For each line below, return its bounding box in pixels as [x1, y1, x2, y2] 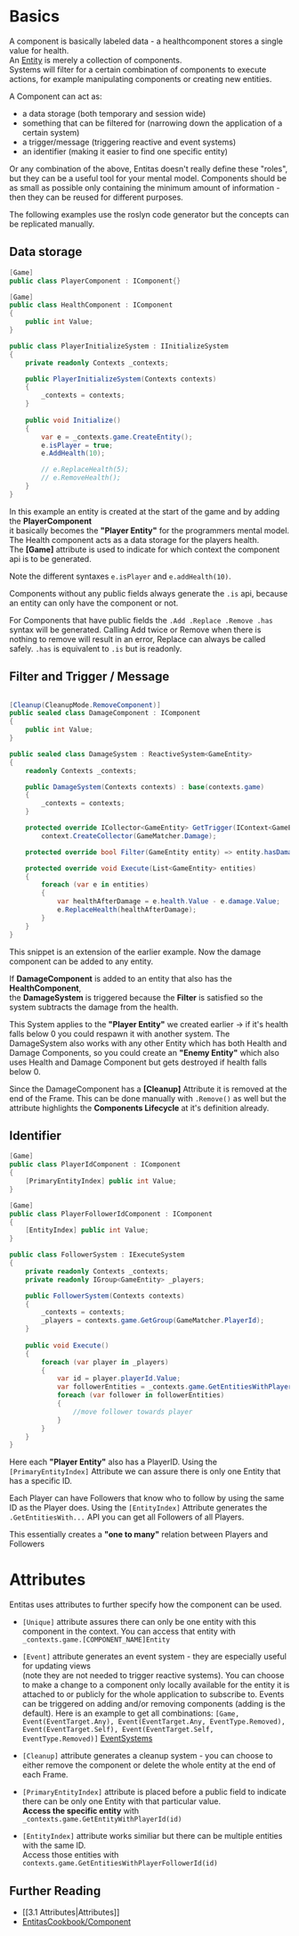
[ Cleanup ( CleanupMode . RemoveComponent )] [9, 700, 162, 710]
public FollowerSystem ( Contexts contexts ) [25, 1291, 185, 1300]
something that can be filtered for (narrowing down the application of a [21, 118, 283, 128]
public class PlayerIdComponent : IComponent [9, 1160, 181, 1169]
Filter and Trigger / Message [9, 669, 170, 684]
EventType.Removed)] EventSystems [21, 1733, 153, 1744]
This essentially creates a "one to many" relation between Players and [9, 1529, 269, 1540]
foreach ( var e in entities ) [41, 880, 149, 889]
